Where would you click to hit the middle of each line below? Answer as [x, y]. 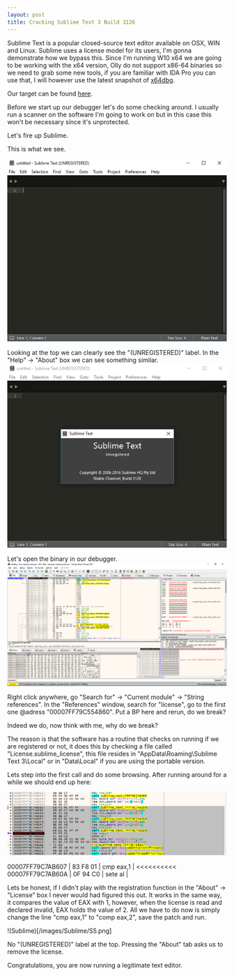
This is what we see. [37, 149]
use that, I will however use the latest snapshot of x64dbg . [91, 80]
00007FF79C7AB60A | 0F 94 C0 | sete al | [68, 874]
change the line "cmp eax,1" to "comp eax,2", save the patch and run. [107, 917]
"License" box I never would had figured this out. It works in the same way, [115, 895]
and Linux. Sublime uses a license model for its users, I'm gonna [100, 50]
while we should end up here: [49, 782]
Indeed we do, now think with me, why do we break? [83, 725]
